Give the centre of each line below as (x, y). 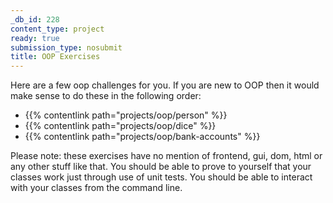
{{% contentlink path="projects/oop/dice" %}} (120, 126)
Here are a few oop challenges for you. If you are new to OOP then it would (165, 85)
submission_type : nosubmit (66, 47)
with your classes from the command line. (96, 188)
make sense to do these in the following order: (106, 96)
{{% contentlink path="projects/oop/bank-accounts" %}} (142, 137)
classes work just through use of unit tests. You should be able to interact (161, 177)
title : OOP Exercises (55, 57)
